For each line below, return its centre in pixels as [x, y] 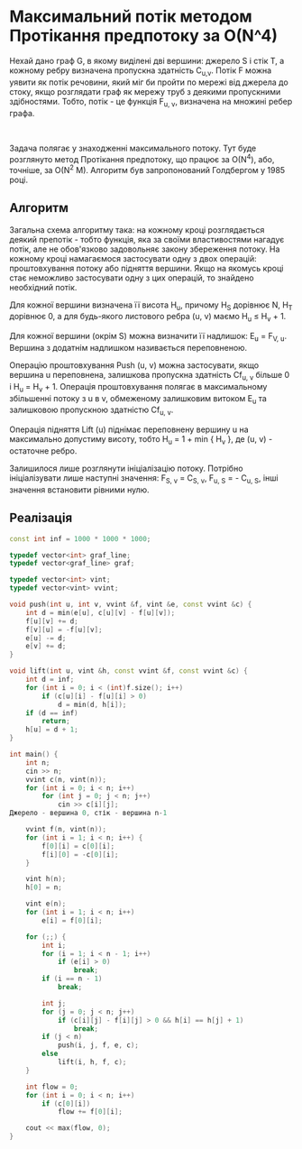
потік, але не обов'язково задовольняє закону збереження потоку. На [145, 249]
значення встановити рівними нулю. [80, 490]
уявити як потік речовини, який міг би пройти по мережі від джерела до [149, 82]
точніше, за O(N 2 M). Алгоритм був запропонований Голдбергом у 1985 [147, 169]
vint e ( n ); [46, 904]
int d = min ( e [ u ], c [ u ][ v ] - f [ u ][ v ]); [101, 612]
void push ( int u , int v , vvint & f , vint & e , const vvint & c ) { [131, 605]
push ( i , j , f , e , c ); [98, 1045]
